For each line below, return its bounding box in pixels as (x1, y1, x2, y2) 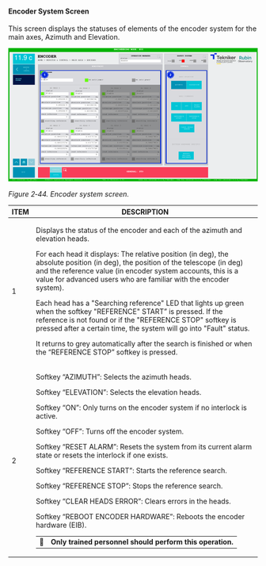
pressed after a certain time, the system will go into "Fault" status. (35, 323, 250, 333)
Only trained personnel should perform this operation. (51, 537, 234, 547)
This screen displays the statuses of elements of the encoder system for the (8, 24, 257, 33)
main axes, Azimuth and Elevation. (8, 33, 120, 42)
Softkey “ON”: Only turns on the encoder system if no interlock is (35, 403, 247, 412)
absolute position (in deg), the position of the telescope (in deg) (35, 258, 244, 267)
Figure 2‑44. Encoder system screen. (8, 189, 129, 199)
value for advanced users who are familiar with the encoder (35, 274, 230, 285)
